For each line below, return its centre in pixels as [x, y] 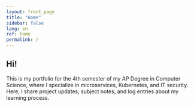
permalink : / [22, 40]
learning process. [28, 97]
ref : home [19, 34]
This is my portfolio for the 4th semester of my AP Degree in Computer [93, 78]
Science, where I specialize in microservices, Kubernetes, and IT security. [97, 85]
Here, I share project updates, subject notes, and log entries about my [93, 91]
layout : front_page [31, 12]
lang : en [17, 29]
